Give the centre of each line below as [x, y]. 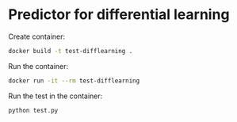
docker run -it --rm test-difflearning [74, 81]
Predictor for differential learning [119, 15]
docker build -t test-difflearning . [71, 51]
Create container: [37, 36]
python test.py [33, 110]
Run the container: [38, 66]
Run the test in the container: [55, 96]
